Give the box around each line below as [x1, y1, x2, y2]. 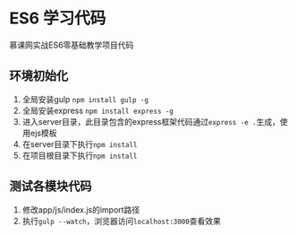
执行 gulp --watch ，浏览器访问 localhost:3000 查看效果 [21, 215, 221, 226]
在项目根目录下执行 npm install [21, 150, 138, 161]
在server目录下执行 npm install [21, 138, 138, 149]
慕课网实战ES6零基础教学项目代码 [9, 39, 134, 50]
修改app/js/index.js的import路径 [21, 204, 140, 215]
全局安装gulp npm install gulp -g [21, 93, 149, 104]
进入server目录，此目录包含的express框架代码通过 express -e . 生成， [21, 116, 280, 126]
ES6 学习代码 [9, 8, 106, 29]
